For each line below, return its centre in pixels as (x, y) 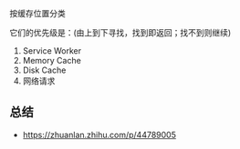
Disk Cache (44, 70)
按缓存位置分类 (37, 13)
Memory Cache (52, 60)
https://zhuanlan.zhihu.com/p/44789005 (99, 134)
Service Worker (52, 51)
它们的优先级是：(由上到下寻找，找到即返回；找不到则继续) (120, 33)
